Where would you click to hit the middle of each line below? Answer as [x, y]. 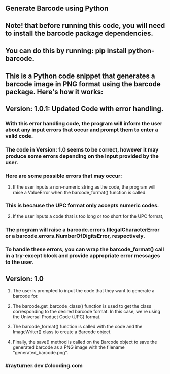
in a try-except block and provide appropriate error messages [83, 256]
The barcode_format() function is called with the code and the [77, 327]
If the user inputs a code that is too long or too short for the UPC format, [88, 216]
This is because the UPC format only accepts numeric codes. [82, 206]
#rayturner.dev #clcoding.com [44, 365]
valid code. [19, 136]
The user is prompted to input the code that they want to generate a [83, 291]
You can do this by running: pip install [66, 51]
